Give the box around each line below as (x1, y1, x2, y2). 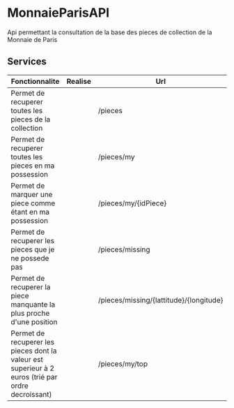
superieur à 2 (10, 363, 54, 373)
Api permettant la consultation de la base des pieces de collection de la (7, 28, 212, 36)
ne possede (10, 253, 49, 263)
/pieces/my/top (97, 358, 148, 368)
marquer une (10, 189, 53, 199)
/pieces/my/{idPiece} (97, 198, 167, 207)
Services (7, 56, 47, 68)
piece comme (10, 198, 56, 207)
